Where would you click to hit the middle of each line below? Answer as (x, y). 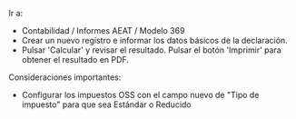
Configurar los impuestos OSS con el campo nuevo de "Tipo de (140, 95)
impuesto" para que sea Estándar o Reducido (106, 104)
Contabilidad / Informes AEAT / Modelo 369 (103, 30)
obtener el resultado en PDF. (75, 59)
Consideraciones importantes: (65, 77)
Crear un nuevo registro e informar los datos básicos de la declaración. (154, 40)
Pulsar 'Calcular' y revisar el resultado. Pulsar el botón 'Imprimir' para (152, 50)
